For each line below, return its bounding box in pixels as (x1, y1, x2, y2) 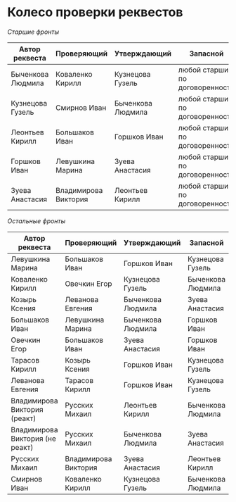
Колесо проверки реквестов (7, 4, 183, 20)
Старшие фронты (7, 27, 60, 36)
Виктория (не (11, 434, 56, 444)
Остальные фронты (7, 216, 66, 225)
